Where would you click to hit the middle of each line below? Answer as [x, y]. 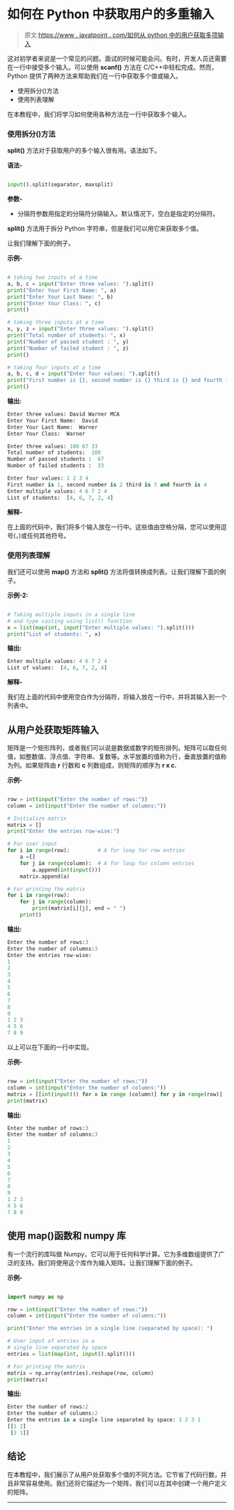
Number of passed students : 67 [56, 459]
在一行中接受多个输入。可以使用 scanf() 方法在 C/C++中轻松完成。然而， [112, 67]
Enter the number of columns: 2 [53, 1413]
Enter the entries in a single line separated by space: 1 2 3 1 [104, 1420]
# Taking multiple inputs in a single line [71, 614]
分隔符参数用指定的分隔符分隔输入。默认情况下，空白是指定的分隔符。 [118, 214]
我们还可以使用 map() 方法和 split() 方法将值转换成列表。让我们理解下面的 [114, 572]
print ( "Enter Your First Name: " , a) [62, 290]
